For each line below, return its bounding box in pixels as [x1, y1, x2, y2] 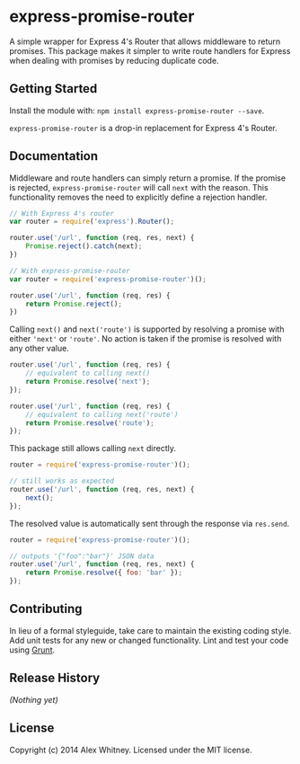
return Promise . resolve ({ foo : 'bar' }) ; [25, 568, 182, 577]
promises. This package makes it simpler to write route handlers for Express [9, 45, 291, 56]
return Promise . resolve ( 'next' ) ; [25, 378, 151, 386]
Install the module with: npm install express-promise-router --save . [9, 105, 265, 116]
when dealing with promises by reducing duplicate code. [9, 55, 219, 66]
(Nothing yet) [9, 694, 58, 705]
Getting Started [9, 81, 98, 96]
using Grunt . [9, 644, 56, 655]
